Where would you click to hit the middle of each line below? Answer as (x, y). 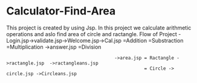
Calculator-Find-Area (61, 11)
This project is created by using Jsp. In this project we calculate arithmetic (99, 28)
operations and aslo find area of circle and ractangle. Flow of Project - (94, 34)
